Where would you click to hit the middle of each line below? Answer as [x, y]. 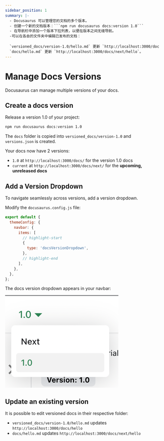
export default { [23, 217]
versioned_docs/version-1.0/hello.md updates [59, 423]
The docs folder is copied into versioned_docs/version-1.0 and [68, 136]
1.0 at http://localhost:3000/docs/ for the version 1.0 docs [72, 160]
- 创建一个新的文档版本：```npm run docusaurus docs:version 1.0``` [77, 26]
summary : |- [17, 15]
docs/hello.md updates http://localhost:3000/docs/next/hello [76, 433]
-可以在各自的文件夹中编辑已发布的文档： [45, 36]
